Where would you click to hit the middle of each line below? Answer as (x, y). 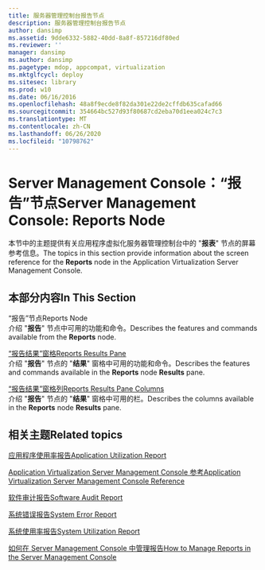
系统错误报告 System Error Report (62, 514)
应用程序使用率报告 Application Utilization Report (88, 456)
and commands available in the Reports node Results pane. (107, 372)
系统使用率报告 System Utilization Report (74, 531)
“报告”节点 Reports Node (48, 318)
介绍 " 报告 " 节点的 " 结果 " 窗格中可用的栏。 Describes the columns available (131, 399)
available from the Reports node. (62, 337)
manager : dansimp (37, 52)
